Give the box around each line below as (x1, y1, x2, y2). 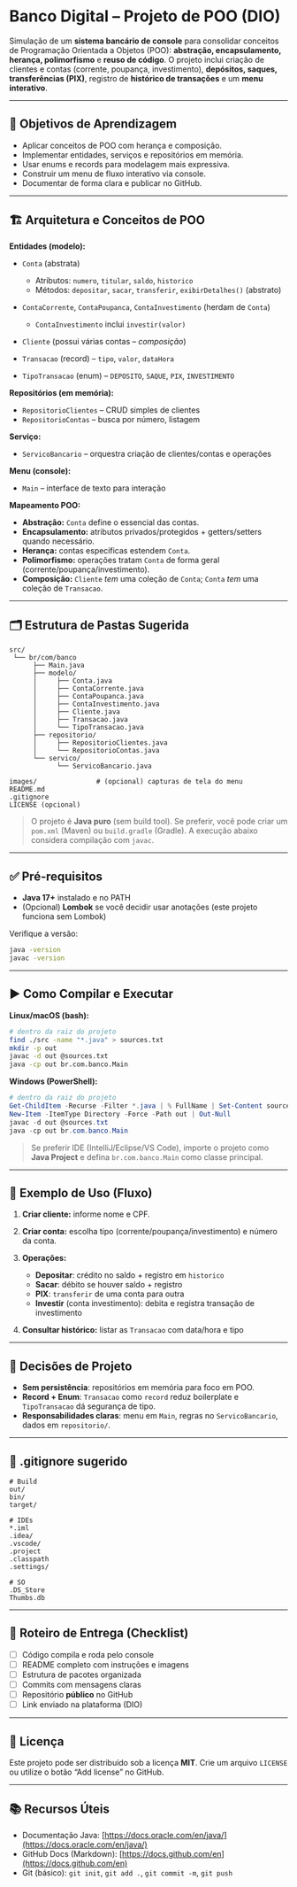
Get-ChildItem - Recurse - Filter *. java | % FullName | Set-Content (9, 1102, 263, 1110)
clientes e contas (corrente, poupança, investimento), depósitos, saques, (9, 64, 278, 74)
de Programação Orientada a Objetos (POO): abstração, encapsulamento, (9, 44, 282, 55)
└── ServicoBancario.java (56, 762, 152, 771)
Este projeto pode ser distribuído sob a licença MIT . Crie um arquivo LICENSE (9, 1757, 288, 1767)
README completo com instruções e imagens (21, 1659, 190, 1670)
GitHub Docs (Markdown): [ (21, 1848, 123, 1859)
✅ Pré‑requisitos (9, 869, 103, 884)
